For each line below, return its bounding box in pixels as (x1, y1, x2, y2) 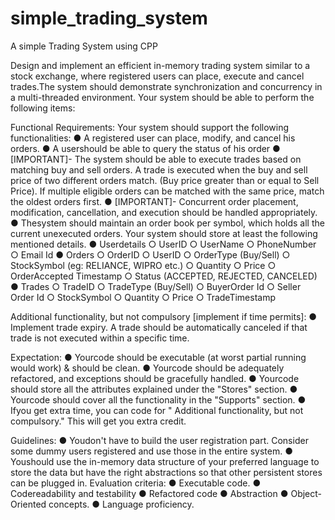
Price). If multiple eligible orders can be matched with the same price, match (10, 185, 325, 197)
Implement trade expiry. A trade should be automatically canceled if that (10, 321, 308, 333)
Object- (290, 487, 323, 499)
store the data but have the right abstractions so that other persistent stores (10, 466, 323, 478)
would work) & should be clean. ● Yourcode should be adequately (10, 362, 285, 374)
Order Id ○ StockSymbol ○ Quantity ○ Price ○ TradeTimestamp (10, 291, 276, 303)
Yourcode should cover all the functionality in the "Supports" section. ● (10, 393, 307, 406)
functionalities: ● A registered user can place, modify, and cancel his (10, 132, 296, 144)
